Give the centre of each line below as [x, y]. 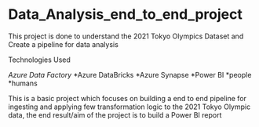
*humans [23, 83]
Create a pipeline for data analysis [64, 44]
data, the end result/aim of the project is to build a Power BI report [115, 114]
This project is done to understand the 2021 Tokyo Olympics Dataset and [126, 36]
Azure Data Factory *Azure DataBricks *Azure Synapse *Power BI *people [130, 74]
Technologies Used [39, 60]
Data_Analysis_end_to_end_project [126, 15]
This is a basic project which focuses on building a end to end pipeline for [128, 98]
